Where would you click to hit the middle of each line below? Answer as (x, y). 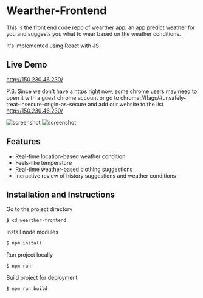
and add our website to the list (126, 104)
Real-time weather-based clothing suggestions (74, 169)
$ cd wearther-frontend (36, 220)
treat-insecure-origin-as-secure (46, 104)
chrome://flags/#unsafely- (153, 97)
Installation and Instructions (61, 194)
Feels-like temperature (43, 162)
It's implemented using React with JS (53, 46)
